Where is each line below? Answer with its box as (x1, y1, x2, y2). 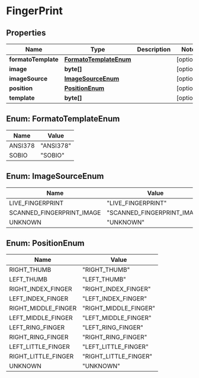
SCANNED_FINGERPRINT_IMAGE (9, 209, 101, 217)
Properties (6, 28, 46, 38)
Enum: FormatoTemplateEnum (6, 114, 120, 124)
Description (137, 46, 171, 53)
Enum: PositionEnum (6, 238, 85, 248)
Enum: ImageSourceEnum (6, 171, 104, 181)
